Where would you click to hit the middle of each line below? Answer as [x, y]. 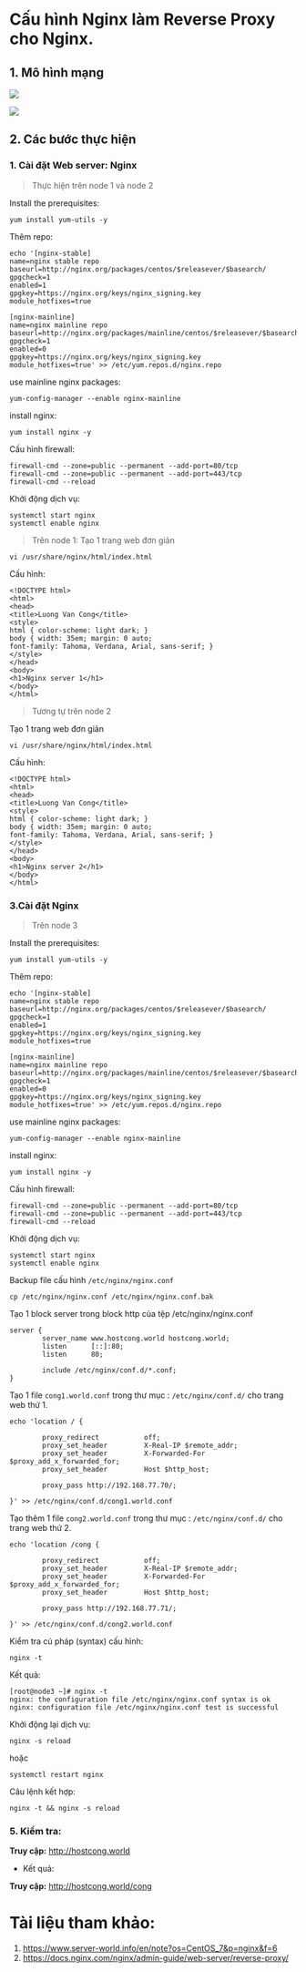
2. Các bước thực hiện [73, 140]
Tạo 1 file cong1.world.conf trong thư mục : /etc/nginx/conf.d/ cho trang [147, 1395]
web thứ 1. [29, 1404]
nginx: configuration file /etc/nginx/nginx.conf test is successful [144, 1707]
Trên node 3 [55, 925]
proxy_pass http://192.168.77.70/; [110, 1485]
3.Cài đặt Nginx [44, 905]
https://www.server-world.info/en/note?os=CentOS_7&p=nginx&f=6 [150, 1948]
